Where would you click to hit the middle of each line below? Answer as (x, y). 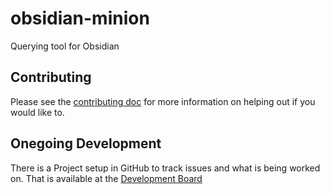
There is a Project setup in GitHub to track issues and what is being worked (165, 168)
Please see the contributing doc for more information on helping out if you (163, 101)
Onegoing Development (86, 143)
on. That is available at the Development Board (106, 178)
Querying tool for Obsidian (65, 46)
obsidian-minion (80, 18)
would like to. (37, 112)
